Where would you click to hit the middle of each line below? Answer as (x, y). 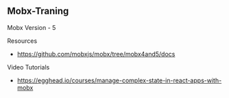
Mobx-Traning (38, 11)
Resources (22, 41)
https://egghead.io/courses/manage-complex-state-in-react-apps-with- (119, 80)
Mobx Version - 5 (32, 27)
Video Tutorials (28, 67)
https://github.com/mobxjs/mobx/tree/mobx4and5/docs (96, 54)
